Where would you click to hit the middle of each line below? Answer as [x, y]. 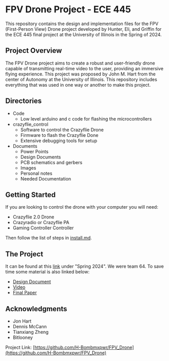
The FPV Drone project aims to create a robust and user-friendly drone [80, 63]
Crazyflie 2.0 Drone [33, 217]
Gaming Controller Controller [43, 228]
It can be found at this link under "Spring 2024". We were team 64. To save [85, 266]
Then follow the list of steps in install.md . [49, 238]
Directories [24, 101]
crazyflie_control [31, 124]
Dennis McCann [30, 326]
